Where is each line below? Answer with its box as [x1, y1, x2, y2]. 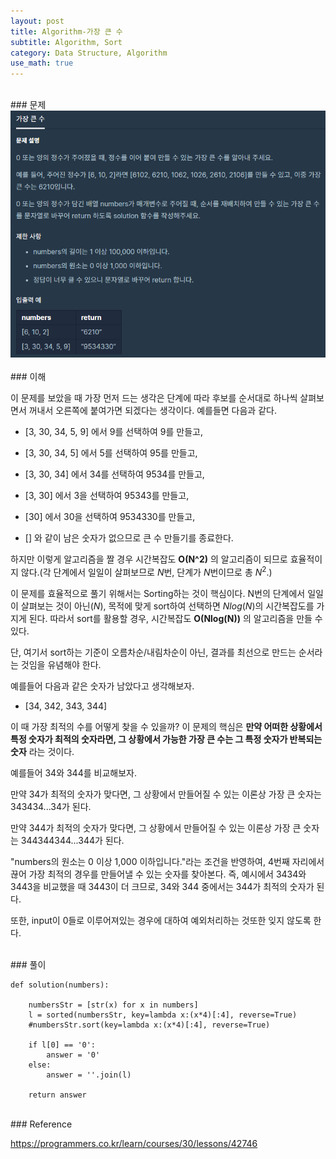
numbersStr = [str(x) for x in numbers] [28, 1000, 199, 1010]
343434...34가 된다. [10, 801, 92, 813]
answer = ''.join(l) [46, 1070, 132, 1080]
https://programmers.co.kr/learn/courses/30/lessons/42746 [10, 1138, 258, 1150]
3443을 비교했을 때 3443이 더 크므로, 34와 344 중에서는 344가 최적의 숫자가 [10, 881, 315, 893]
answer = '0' [46, 1050, 101, 1060]
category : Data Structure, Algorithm [10, 48, 168, 58]
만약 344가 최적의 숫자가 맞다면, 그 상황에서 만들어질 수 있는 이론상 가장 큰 [10, 822, 302, 834]
